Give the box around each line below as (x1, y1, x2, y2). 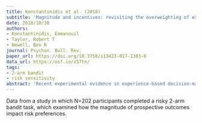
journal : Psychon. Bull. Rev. (6, 48, 82, 54)
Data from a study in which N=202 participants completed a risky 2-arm (6, 97, 185, 104)
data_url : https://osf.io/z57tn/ (6, 59, 90, 64)
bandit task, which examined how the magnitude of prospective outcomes (6, 104, 190, 110)
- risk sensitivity (6, 75, 55, 81)
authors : (6, 25, 28, 32)
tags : (6, 64, 20, 70)
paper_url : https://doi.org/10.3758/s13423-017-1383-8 (6, 53, 147, 59)
